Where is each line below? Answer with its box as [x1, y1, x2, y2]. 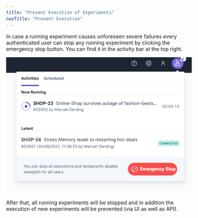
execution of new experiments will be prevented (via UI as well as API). [6, 206, 178, 213]
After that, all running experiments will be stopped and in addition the [6, 199, 174, 206]
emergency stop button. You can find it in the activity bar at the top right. [6, 45, 183, 53]
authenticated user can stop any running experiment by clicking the [6, 39, 170, 46]
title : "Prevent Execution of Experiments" [6, 9, 115, 15]
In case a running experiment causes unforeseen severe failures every [6, 32, 177, 40]
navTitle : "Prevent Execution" [6, 15, 83, 22]
